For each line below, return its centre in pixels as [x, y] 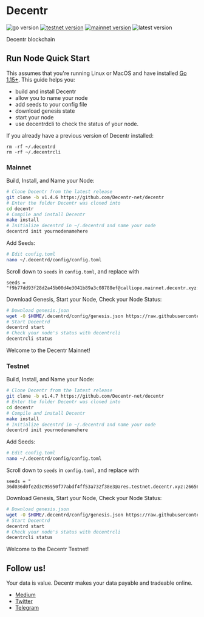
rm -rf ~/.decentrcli [34, 152]
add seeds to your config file [51, 104]
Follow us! [26, 568]
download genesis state [45, 111]
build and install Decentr [46, 91]
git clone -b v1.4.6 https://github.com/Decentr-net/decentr [85, 197]
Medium [25, 595]
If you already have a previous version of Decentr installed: [80, 135]
